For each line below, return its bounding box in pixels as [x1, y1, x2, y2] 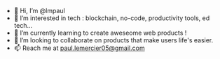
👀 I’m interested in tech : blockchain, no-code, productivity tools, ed [13, 14, 210, 22]
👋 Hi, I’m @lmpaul [13, 7, 65, 15]
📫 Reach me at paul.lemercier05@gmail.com [13, 44, 145, 52]
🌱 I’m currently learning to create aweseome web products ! [13, 28, 187, 37]
